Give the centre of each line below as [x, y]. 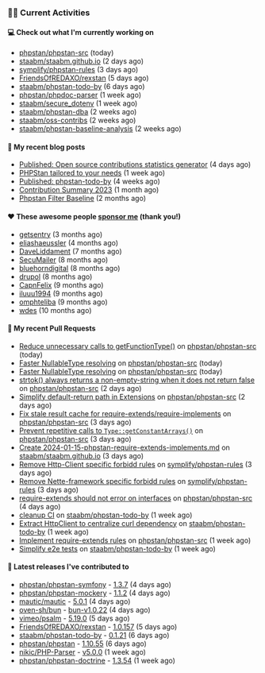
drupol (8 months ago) [56, 277]
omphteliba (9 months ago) [63, 302]
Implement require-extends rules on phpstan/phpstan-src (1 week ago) [135, 540]
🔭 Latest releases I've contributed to [68, 567]
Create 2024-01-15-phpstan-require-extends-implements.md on [125, 447]
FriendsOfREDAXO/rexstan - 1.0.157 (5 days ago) [98, 626]
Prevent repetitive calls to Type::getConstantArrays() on [111, 430]
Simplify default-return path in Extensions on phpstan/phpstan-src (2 [132, 396]
